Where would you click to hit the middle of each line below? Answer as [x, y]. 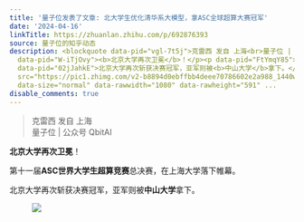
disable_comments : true [54, 93]
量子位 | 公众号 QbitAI [71, 131]
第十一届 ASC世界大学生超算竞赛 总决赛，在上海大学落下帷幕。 [125, 170]
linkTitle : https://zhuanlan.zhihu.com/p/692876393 [109, 34]
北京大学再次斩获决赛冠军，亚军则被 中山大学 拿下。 [104, 189]
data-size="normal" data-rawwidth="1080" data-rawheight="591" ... [147, 85]
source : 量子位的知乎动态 [53, 43]
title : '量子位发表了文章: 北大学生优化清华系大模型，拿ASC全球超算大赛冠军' [139, 18]
